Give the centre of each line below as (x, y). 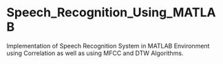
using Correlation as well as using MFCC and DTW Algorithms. (95, 53)
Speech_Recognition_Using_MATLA (111, 13)
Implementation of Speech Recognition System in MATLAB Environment (108, 46)
